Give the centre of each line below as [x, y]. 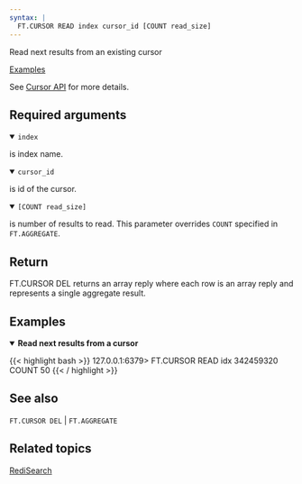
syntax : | [28, 18]
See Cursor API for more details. [69, 87]
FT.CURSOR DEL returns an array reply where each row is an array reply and [151, 284]
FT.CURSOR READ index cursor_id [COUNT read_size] [114, 26]
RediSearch [31, 470]
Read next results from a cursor [78, 342]
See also [34, 399]
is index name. [36, 154]
